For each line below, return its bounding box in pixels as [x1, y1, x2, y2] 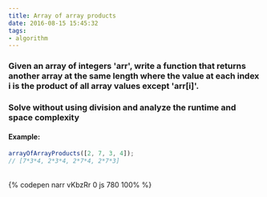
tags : [8, 26, 26, 34]
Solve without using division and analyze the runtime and [8, 102, 237, 113]
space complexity [8, 112, 80, 123]
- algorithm [8, 34, 48, 42]
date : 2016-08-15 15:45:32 [8, 19, 99, 27]
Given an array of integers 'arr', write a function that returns [8, 61, 246, 72]
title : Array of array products [8, 11, 116, 20]
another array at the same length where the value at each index [8, 70, 260, 82]
